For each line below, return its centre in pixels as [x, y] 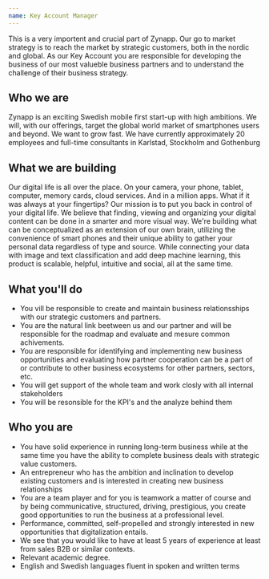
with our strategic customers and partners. [90, 317]
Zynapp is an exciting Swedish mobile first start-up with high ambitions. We [133, 117]
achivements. [42, 342]
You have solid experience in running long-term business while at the [134, 447]
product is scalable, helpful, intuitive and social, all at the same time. [121, 264]
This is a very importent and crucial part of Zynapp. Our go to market [122, 38]
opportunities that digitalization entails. [84, 532]
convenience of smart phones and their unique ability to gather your [120, 238]
